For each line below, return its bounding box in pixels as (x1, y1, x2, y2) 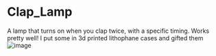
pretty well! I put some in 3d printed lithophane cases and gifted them (7, 33, 204, 42)
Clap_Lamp (7, 4, 73, 20)
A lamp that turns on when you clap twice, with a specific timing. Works (7, 27, 210, 35)
